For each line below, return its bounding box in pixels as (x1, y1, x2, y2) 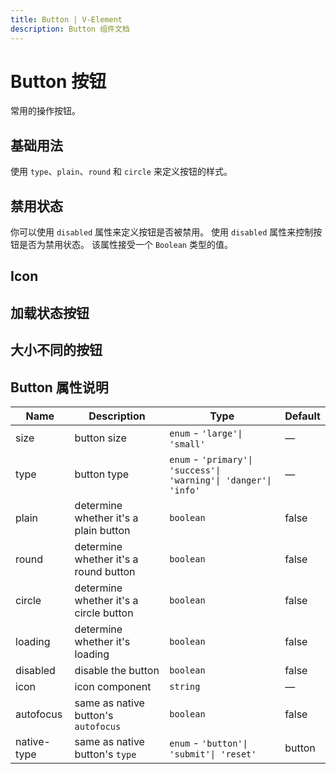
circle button (74, 606, 134, 620)
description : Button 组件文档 (10, 24, 130, 34)
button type (74, 467, 130, 481)
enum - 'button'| (169, 736, 248, 750)
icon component (74, 680, 152, 694)
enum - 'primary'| (169, 452, 253, 466)
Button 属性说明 (10, 379, 109, 396)
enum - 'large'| (169, 426, 243, 440)
